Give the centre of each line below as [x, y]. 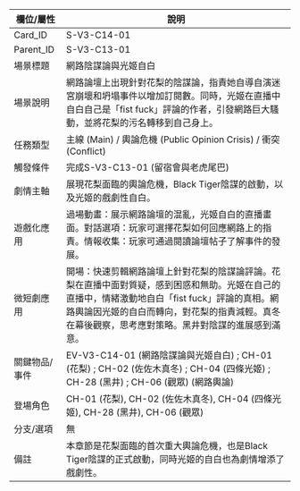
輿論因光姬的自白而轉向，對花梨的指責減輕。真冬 [178, 312]
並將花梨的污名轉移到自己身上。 [151, 123]
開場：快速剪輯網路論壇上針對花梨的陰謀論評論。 [169, 271]
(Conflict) [86, 151]
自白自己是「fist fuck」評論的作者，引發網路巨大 [168, 109]
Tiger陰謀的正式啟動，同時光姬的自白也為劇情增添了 [175, 459]
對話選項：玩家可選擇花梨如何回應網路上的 [173, 228]
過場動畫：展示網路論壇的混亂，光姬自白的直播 [164, 214]
